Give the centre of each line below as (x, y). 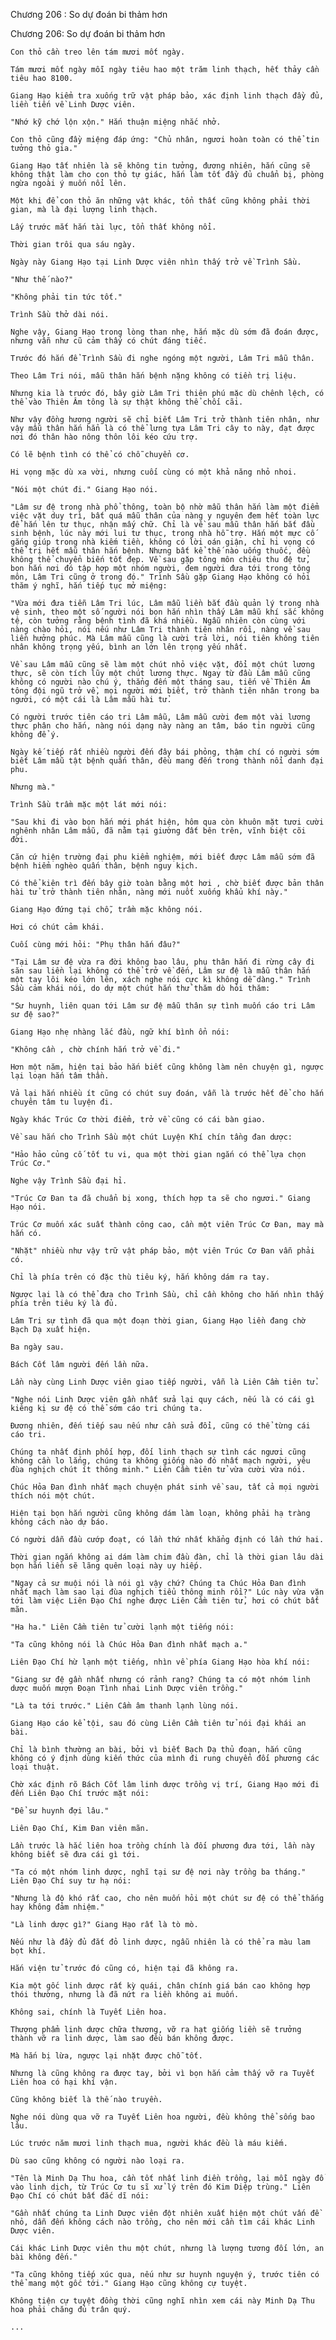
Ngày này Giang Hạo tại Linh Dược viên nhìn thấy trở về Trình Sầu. (156, 262)
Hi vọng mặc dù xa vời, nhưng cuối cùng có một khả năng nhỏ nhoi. (154, 472)
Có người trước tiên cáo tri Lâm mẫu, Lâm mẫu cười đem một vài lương (160, 717)
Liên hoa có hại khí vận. (64, 2082)
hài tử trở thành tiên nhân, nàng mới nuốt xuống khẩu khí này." (149, 892)
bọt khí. (28, 1951)
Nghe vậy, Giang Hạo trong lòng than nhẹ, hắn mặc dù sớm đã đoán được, (165, 332)
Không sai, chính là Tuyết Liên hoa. (89, 2012)
